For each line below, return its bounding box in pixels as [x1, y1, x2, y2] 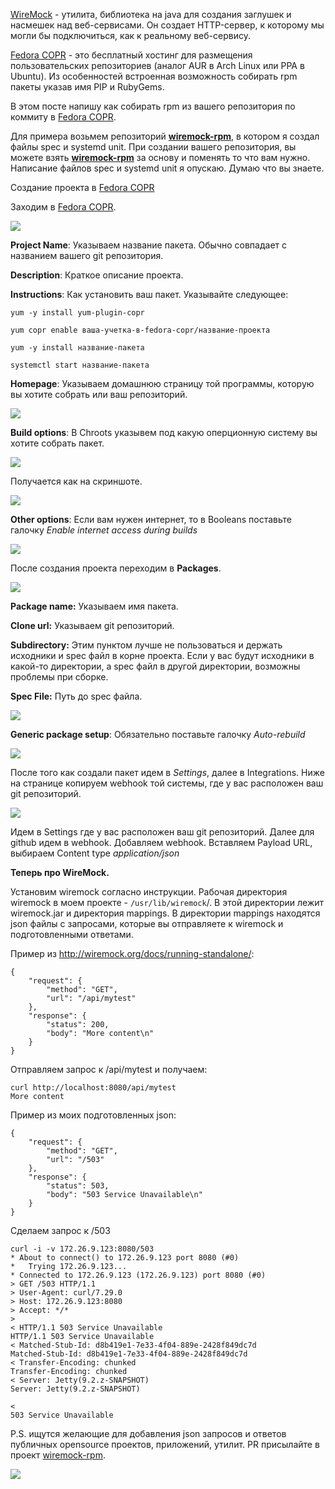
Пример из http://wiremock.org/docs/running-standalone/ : [10, 948, 255, 959]
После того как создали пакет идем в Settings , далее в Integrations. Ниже [10, 767, 325, 778]
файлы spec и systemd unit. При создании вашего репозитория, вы [10, 141, 297, 153]
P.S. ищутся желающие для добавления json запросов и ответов [10, 1428, 287, 1439]
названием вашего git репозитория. [10, 250, 164, 261]
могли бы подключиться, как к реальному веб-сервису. [10, 30, 251, 41]
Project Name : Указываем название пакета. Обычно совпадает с [10, 239, 288, 251]
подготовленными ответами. [10, 929, 134, 940]
